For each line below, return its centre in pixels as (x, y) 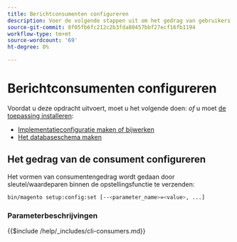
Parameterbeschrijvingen (53, 216)
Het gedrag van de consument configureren (107, 160)
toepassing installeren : (41, 115)
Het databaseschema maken (59, 137)
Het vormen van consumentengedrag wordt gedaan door (91, 177)
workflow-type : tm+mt (39, 34)
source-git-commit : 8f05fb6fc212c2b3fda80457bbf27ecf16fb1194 (101, 27)
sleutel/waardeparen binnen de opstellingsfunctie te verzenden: (101, 184)
